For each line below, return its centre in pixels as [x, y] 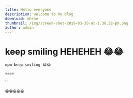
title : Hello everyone [28, 10]
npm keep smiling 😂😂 [28, 65]
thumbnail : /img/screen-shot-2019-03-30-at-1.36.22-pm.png [67, 23]
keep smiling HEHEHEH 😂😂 [64, 52]
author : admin [20, 28]
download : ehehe [22, 19]
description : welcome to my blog [39, 14]
